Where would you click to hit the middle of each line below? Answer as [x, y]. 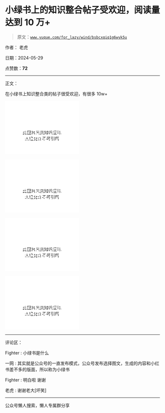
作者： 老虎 [16, 47]
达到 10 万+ [28, 22]
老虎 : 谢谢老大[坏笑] [26, 390]
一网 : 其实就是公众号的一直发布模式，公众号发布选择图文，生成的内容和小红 [82, 363]
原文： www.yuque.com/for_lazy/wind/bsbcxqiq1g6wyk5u [72, 37]
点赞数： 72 [16, 68]
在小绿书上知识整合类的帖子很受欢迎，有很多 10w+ [56, 93]
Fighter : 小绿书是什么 [27, 353]
